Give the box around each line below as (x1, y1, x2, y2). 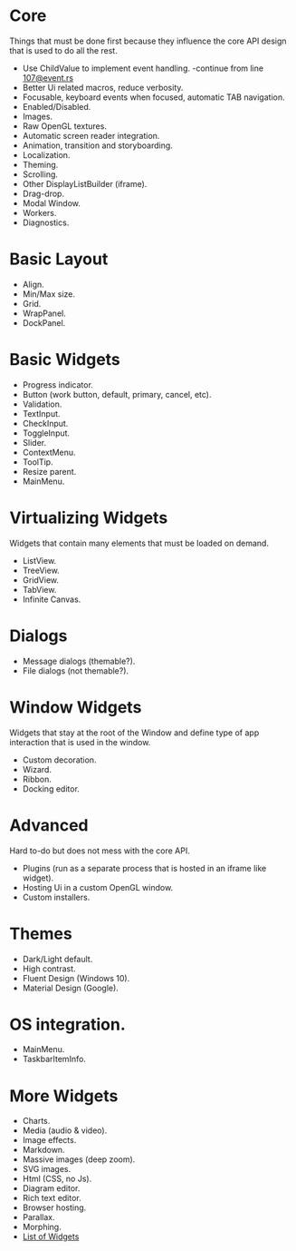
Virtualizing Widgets (9, 507, 168, 527)
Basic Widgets (9, 350, 120, 370)
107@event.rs (22, 72, 74, 83)
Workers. (22, 207, 57, 218)
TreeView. (22, 565, 61, 576)
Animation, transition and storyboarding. (22, 140, 174, 151)
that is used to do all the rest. (9, 44, 118, 55)
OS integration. (9, 1014, 126, 1035)
